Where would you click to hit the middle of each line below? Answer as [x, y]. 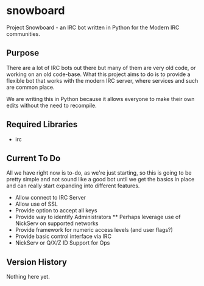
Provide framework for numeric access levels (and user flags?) [94, 230]
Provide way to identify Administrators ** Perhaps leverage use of [98, 217]
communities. [23, 33]
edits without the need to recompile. [52, 105]
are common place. [30, 87]
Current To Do [33, 158]
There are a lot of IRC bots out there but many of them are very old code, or [101, 68]
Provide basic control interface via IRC [63, 236]
